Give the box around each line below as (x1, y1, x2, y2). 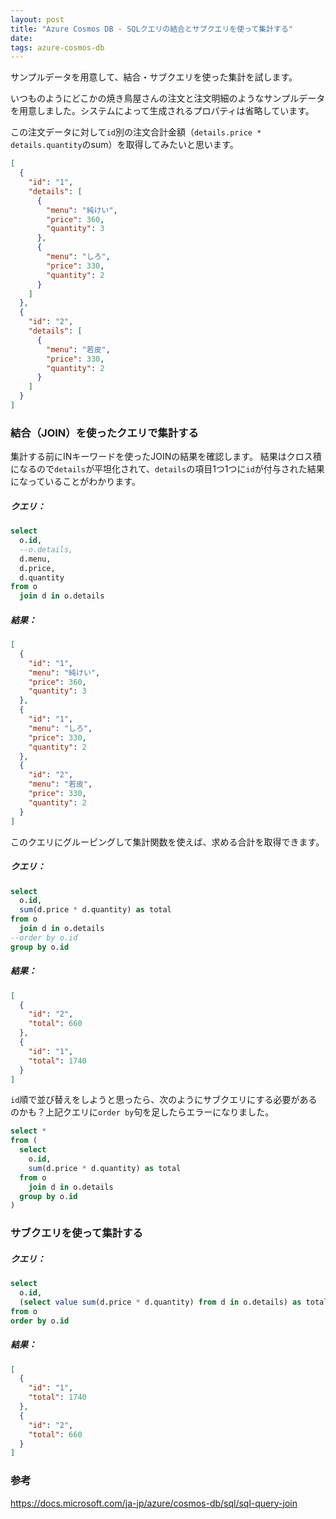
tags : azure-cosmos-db (10, 42, 105, 53)
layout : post (10, 14, 65, 25)
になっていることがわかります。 (10, 476, 141, 488)
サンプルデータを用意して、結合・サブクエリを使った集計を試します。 (10, 71, 298, 83)
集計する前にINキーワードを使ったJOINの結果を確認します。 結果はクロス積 (10, 451, 322, 463)
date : (10, 33, 33, 43)
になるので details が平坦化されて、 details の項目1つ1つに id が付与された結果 (10, 463, 325, 475)
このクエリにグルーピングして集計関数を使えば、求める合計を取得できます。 (10, 836, 325, 848)
